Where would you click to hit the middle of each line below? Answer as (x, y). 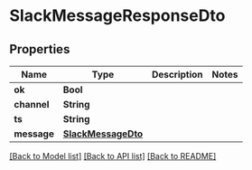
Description (177, 75)
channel (32, 104)
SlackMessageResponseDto (117, 16)
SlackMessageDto (103, 134)
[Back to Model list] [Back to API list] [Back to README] (113, 156)
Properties (40, 49)
